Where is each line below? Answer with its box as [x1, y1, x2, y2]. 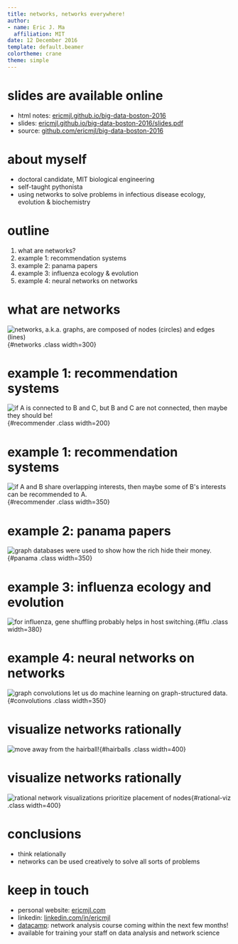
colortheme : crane [7, 51, 62, 58]
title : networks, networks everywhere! [7, 10, 126, 18]
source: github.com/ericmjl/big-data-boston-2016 [17, 126, 164, 135]
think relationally [17, 850, 66, 858]
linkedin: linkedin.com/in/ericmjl [17, 913, 111, 922]
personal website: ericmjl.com [17, 905, 107, 914]
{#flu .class [195, 617, 229, 626]
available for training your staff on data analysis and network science [17, 928, 220, 937]
